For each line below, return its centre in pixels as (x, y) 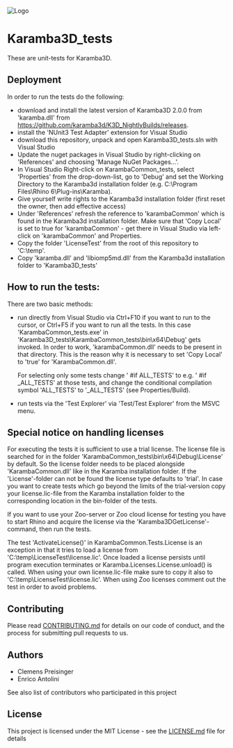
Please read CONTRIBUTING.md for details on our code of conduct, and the (116, 626)
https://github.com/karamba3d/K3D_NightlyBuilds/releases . (103, 124)
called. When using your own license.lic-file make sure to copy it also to (110, 572)
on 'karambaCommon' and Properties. (87, 236)
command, (23, 529)
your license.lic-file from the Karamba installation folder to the (96, 494)
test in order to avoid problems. (52, 587)
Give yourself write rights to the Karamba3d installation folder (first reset (121, 199)
